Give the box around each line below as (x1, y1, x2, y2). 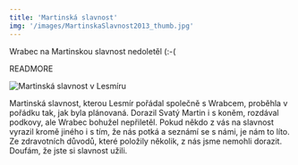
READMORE (9, 63, 54, 74)
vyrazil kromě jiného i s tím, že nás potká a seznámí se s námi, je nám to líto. (9, 126, 291, 136)
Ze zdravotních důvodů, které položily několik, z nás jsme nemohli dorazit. (9, 136, 283, 146)
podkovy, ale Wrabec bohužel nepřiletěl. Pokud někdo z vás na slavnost (9, 117, 275, 128)
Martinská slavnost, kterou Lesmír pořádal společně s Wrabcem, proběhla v (9, 97, 288, 108)
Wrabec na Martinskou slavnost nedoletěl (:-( (9, 45, 176, 56)
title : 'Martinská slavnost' (9, 12, 118, 22)
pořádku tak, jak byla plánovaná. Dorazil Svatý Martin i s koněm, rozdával (9, 107, 279, 118)
